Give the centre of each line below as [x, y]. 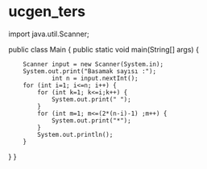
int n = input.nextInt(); [95, 78]
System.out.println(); [75, 134]
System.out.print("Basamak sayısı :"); [90, 71]
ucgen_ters [47, 12]
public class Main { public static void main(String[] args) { [104, 49]
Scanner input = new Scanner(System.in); [93, 64]
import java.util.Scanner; [49, 34]
